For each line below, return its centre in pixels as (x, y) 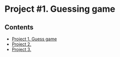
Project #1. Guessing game (60, 9)
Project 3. (21, 49)
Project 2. (21, 44)
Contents (19, 27)
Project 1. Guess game (34, 39)
